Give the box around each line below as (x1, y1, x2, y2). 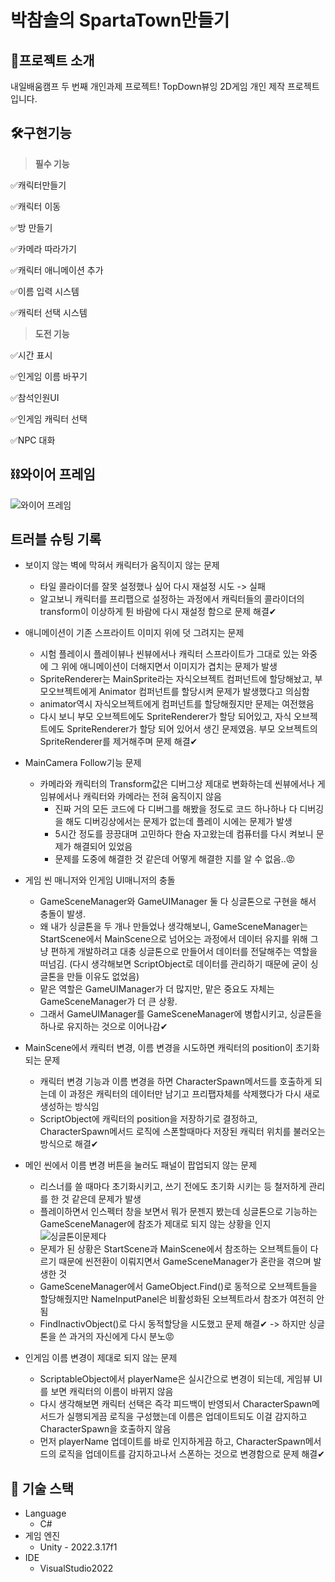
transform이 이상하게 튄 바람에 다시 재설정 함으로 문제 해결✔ (39, 606, 277, 618)
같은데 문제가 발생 (71, 1193, 142, 1205)
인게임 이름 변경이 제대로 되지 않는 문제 (24, 1352, 178, 1364)
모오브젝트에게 (39, 686, 97, 698)
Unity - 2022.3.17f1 (39, 1541, 118, 1553)
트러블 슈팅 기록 (10, 531, 102, 548)
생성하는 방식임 (39, 1101, 100, 1113)
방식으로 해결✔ (39, 1138, 99, 1150)
